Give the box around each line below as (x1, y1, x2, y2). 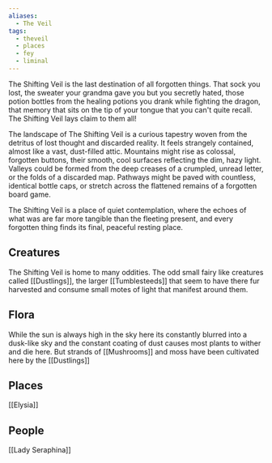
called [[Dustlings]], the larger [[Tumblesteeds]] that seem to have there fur (8, 276, 261, 286)
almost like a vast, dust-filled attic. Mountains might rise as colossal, (8, 147, 236, 156)
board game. (8, 189, 51, 199)
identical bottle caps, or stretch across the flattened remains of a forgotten (8, 181, 257, 190)
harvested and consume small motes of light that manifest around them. (8, 284, 249, 294)
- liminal (15, 57, 49, 66)
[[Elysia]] (8, 400, 39, 410)
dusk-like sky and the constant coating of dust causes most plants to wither (8, 338, 261, 348)
